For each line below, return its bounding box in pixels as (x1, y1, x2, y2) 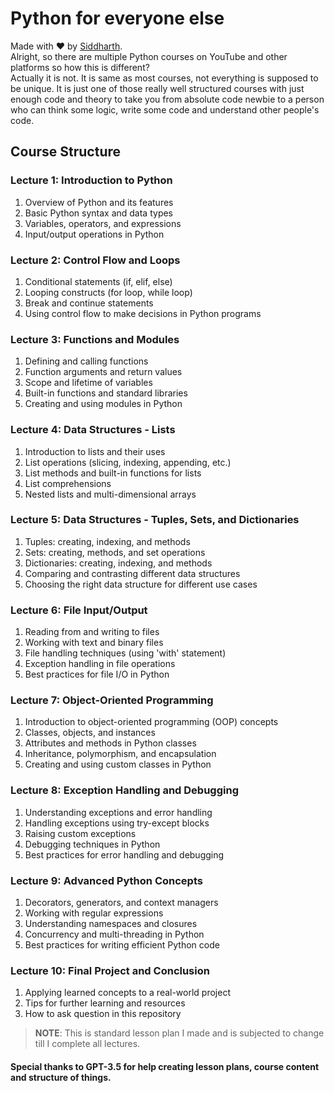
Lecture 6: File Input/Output (10, 603, 148, 617)
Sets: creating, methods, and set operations (24, 546, 206, 558)
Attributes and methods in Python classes (24, 737, 197, 749)
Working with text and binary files (24, 637, 164, 649)
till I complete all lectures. (34, 1038, 141, 1050)
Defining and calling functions (24, 355, 149, 367)
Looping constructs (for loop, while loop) (24, 286, 193, 298)
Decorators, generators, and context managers (24, 897, 219, 908)
